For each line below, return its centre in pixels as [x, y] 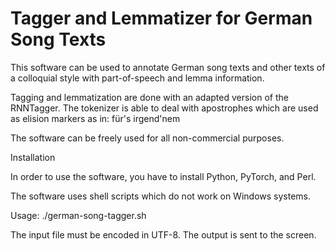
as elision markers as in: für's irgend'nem [95, 118]
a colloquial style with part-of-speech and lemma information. [137, 78]
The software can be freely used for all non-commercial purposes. [147, 138]
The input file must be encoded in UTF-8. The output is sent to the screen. [163, 234]
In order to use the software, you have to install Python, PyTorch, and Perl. [163, 176]
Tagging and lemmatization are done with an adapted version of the [149, 97]
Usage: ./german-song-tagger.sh [78, 215]
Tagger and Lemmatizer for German [161, 18]
